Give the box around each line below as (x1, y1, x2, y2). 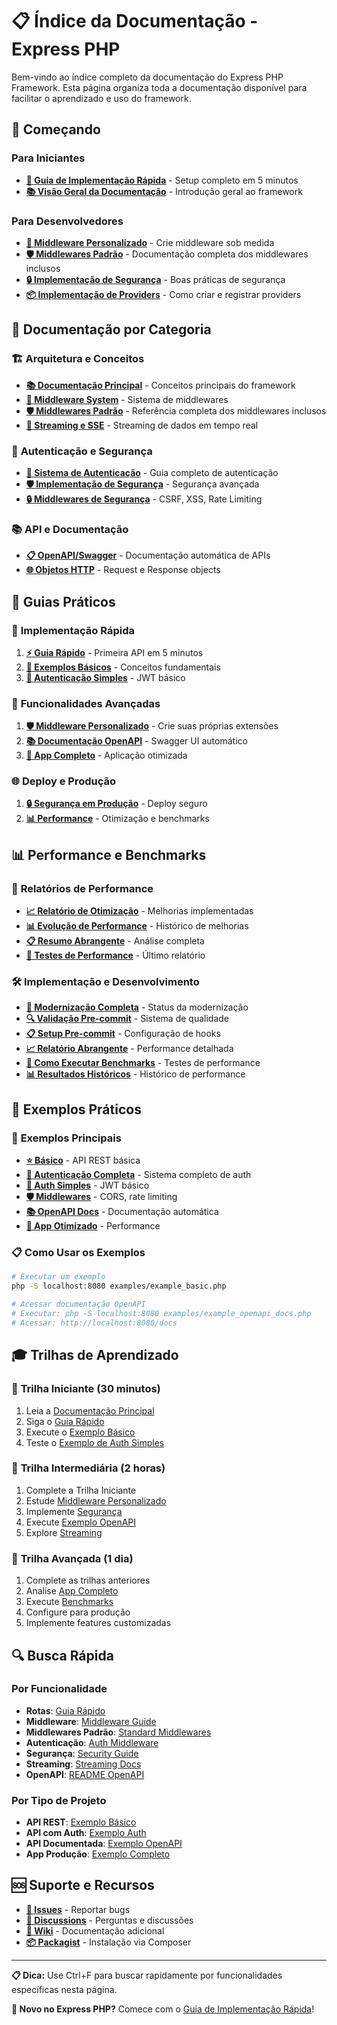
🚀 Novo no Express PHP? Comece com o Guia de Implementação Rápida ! (11, 2003, 315, 2015)
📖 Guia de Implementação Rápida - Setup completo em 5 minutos (25, 174, 299, 186)
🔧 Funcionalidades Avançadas (11, 696, 161, 710)
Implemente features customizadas (25, 1617, 172, 1629)
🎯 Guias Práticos (11, 593, 116, 610)
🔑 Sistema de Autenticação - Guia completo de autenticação (25, 466, 279, 478)
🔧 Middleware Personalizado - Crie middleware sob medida (25, 236, 275, 248)
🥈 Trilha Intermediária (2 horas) (11, 1461, 166, 1475)
